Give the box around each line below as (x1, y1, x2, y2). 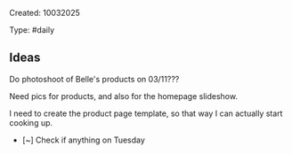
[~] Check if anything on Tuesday (21, 135, 145, 145)
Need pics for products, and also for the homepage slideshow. (9, 90, 239, 101)
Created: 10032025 (9, 8, 80, 18)
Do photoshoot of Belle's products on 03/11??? (9, 73, 180, 84)
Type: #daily (9, 25, 55, 35)
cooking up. (9, 117, 53, 127)
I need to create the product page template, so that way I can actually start (9, 108, 283, 119)
